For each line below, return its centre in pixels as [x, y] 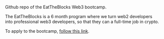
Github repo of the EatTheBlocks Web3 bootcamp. [56, 7]
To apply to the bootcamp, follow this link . [47, 31]
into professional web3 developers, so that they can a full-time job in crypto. [82, 22]
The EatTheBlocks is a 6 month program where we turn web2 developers [79, 16]
